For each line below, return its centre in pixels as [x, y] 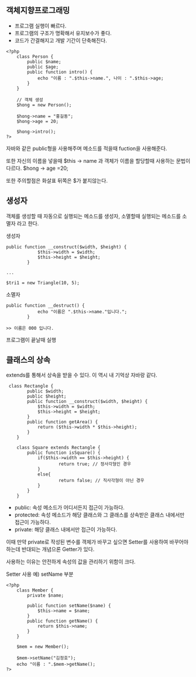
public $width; [46, 391]
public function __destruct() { [45, 305]
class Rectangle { [31, 386]
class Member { [35, 590]
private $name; [46, 596]
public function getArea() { [63, 422]
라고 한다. [28, 223]
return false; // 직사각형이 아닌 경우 [101, 481]
